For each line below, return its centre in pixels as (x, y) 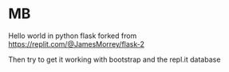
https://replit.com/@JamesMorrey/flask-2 (77, 44)
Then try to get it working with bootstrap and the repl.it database (114, 59)
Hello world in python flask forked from (73, 36)
